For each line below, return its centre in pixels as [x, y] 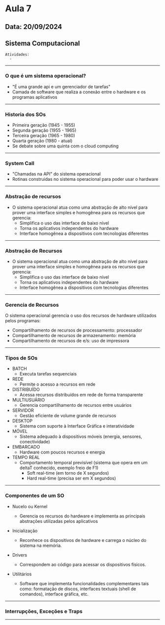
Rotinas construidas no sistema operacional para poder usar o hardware [85, 179]
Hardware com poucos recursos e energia [62, 452]
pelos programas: [23, 321]
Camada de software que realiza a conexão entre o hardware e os [79, 92]
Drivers [20, 555]
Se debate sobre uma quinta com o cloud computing [65, 146]
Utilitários [22, 574]
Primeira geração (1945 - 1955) [43, 125]
